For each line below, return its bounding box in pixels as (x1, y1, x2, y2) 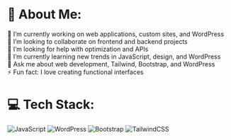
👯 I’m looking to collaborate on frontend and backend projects (7, 37, 188, 45)
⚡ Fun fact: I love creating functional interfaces (7, 67, 144, 76)
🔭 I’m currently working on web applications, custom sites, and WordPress (7, 30, 225, 38)
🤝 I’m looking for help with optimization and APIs (7, 45, 149, 53)
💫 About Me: (7, 6, 82, 23)
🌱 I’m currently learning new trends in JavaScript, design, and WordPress (7, 52, 221, 61)
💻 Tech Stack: (7, 97, 95, 112)
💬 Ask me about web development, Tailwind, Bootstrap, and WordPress (7, 59, 215, 68)
